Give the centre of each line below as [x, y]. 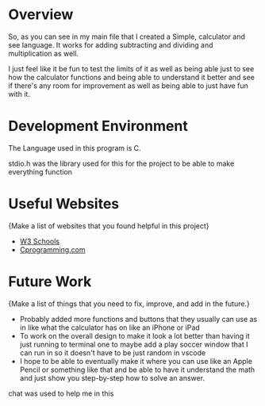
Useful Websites [64, 204]
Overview [41, 15]
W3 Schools [40, 241]
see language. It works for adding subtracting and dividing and [111, 44]
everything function [40, 171]
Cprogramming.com [52, 249]
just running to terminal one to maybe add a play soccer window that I [134, 344]
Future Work [50, 282]
